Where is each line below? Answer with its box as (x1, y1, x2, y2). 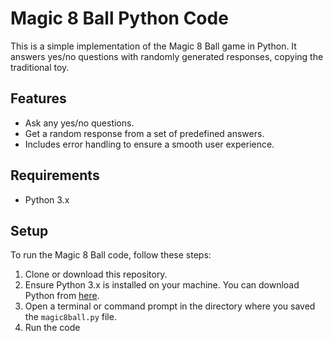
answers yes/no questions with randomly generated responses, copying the (10, 50, 324, 62)
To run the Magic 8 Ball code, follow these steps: (10, 249, 212, 261)
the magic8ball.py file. (24, 311, 117, 323)
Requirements (10, 167, 100, 184)
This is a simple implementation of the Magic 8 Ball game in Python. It (10, 40, 297, 52)
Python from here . (24, 290, 100, 302)
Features (10, 90, 67, 107)
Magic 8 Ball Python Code (10, 7, 229, 30)
